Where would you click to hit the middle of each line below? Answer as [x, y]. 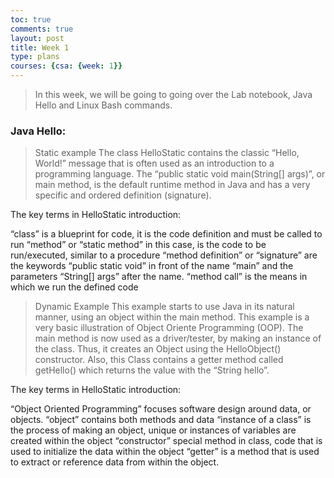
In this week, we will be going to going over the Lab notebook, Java [173, 94]
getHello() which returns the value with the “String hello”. [152, 370]
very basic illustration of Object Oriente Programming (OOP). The [169, 328]
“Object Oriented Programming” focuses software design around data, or [161, 409]
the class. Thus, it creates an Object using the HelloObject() [158, 349]
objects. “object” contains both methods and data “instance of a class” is [161, 420]
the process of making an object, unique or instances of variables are [153, 430]
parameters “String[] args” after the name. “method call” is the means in [159, 277]
